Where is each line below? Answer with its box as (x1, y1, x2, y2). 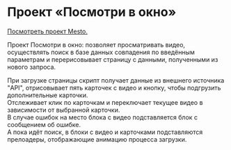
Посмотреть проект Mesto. (7, 27, 88, 35)
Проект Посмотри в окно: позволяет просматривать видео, (7, 40, 186, 49)
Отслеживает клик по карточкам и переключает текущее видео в (7, 98, 203, 106)
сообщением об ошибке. (7, 120, 81, 128)
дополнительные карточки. (7, 91, 88, 99)
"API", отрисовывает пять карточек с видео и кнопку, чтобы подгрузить (7, 83, 221, 92)
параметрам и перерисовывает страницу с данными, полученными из (7, 55, 218, 63)
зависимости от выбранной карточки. (7, 106, 120, 114)
